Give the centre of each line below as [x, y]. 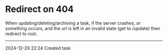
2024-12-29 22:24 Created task [38, 48]
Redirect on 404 [39, 9]
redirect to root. [21, 33]
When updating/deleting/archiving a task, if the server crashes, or [73, 23]
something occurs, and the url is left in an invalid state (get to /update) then [83, 28]
